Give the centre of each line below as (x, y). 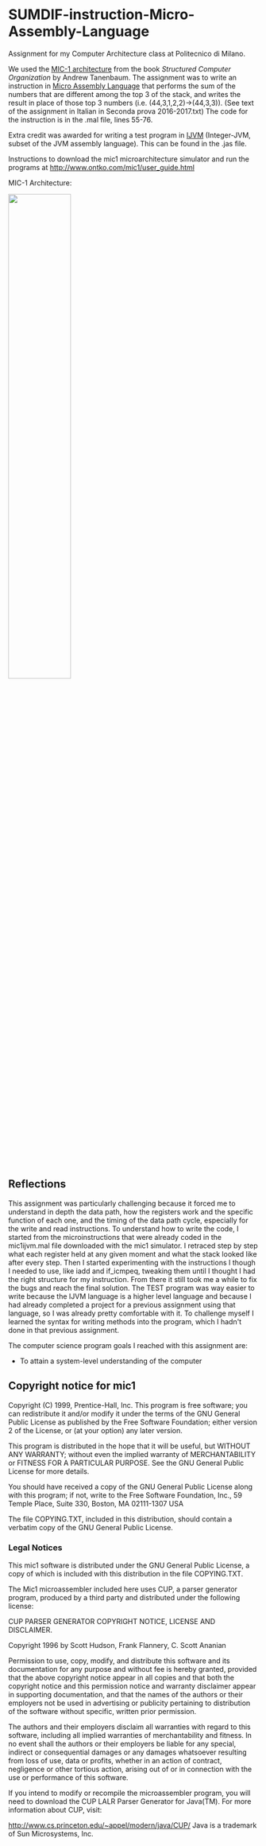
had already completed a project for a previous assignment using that (122, 1304)
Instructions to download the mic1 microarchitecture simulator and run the (129, 159)
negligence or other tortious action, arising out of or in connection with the (130, 1769)
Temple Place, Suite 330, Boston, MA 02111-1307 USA (96, 1503)
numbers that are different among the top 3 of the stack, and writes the (124, 94)
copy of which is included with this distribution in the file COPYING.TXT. (126, 1573)
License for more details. (49, 1471)
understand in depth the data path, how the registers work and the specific (131, 1211)
